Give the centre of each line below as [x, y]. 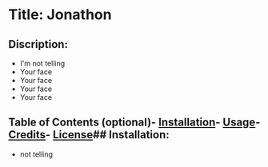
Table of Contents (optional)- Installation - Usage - [134, 123]
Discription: [38, 44]
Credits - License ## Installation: [89, 135]
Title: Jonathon [60, 15]
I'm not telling [42, 63]
